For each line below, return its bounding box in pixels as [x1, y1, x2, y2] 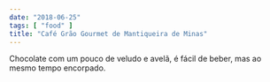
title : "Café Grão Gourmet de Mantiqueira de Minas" [9, 29, 208, 38]
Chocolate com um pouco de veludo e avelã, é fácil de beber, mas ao [9, 54, 262, 64]
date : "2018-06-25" [9, 12, 81, 22]
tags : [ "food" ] [9, 21, 73, 30]
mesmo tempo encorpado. [9, 63, 106, 73]
